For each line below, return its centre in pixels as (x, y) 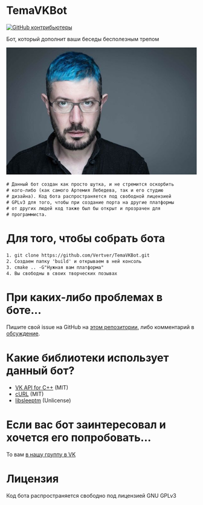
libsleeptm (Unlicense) (43, 400)
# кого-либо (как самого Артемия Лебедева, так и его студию (85, 190)
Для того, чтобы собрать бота (85, 239)
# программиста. (27, 214)
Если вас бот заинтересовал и (86, 425)
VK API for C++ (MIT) (41, 387)
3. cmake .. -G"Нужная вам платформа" (55, 267)
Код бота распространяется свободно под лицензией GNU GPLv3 (92, 495)
